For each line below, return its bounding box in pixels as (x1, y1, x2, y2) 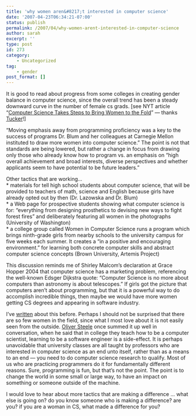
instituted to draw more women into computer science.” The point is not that (6, 139, 190, 146)
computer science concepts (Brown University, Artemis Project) (6, 250, 160, 257)
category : (6, 52, 30, 58)
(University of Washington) (6, 219, 71, 226)
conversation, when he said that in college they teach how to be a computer (6, 330, 189, 337)
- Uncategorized (16, 58, 57, 63)
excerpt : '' (6, 36, 35, 42)
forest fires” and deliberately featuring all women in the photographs (6, 213, 171, 220)
